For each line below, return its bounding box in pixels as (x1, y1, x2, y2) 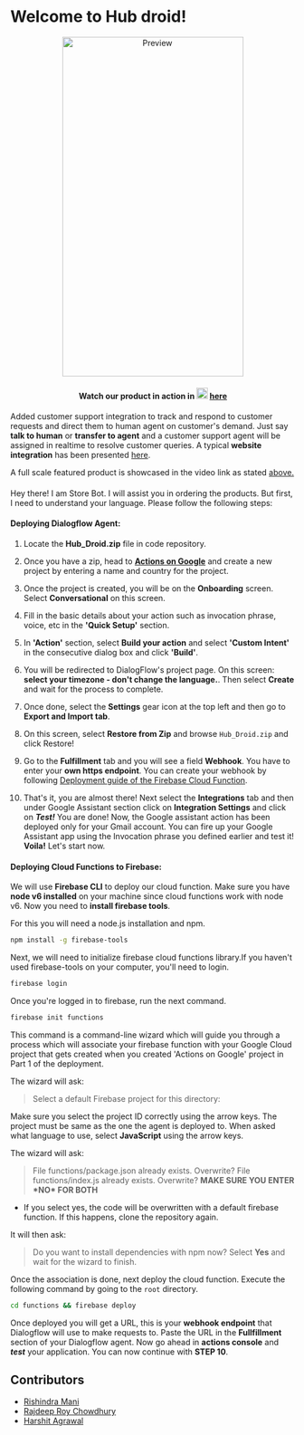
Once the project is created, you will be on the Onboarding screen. (23, 582, 274, 594)
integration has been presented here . (10, 450, 151, 461)
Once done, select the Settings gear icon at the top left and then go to (23, 701, 286, 712)
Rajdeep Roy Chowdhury (23, 1406, 117, 1417)
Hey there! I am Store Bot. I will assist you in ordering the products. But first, (10, 487, 293, 499)
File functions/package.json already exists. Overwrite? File (32, 1165, 252, 1176)
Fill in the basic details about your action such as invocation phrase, (23, 609, 277, 621)
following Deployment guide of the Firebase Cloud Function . (23, 774, 248, 785)
